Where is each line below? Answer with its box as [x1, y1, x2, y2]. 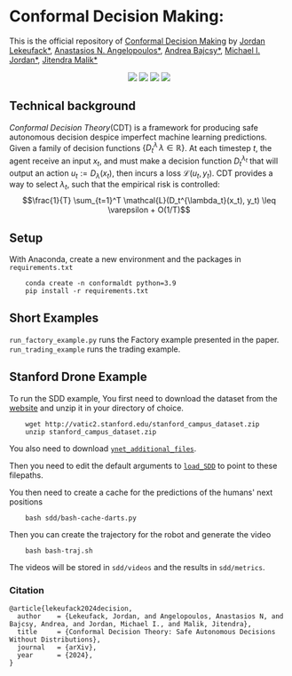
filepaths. [9, 469, 43, 481]
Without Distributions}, [9, 635, 101, 644]
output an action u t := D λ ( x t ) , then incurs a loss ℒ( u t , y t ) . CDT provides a [9, 167, 273, 180]
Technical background [9, 99, 136, 114]
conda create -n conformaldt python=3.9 [25, 279, 177, 288]
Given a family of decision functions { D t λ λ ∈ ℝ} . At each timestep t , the [9, 140, 272, 155]
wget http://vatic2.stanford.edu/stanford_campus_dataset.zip [25, 419, 260, 428]
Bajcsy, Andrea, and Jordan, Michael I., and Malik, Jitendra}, [9, 619, 252, 628]
